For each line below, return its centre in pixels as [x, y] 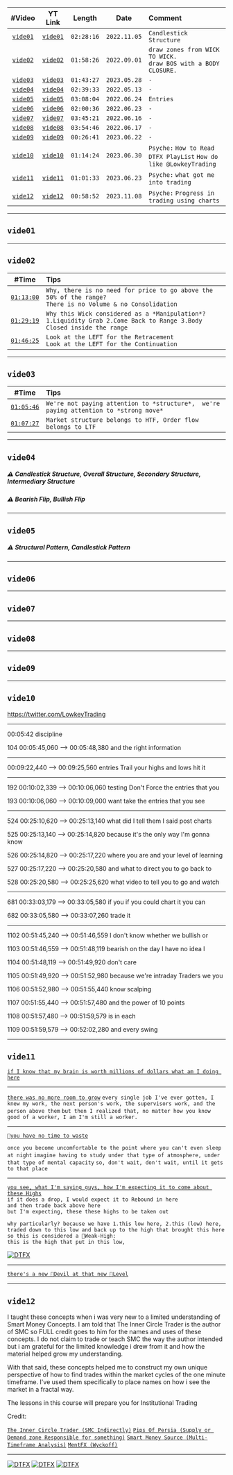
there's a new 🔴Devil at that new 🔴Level [68, 1274]
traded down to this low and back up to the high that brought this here [116, 1230]
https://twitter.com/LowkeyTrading [57, 714]
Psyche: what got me [182, 175]
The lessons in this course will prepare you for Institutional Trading [102, 1403]
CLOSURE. [163, 70]
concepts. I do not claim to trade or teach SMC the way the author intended [115, 1339]
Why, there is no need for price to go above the [130, 290]
